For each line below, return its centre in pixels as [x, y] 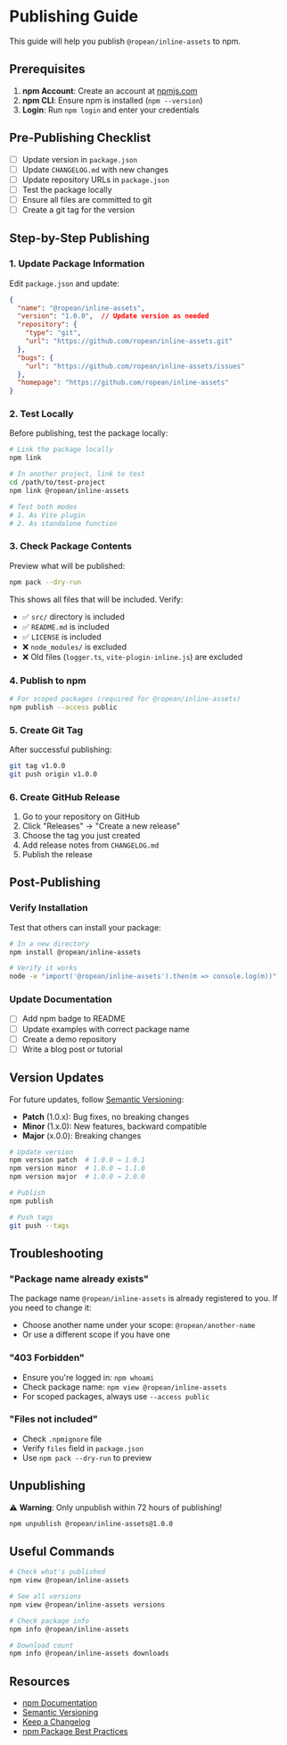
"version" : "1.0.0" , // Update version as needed [113, 316]
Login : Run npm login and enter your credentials [111, 110]
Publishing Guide [74, 17]
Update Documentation [61, 999]
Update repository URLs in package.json [96, 180]
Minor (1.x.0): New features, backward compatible [115, 1126]
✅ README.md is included [66, 626]
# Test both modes [43, 506]
